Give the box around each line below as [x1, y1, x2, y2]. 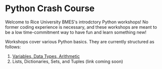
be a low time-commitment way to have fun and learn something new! [5, 29, 147, 35]
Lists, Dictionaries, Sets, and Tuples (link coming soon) [12, 58, 124, 64]
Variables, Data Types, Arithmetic [12, 53, 80, 59]
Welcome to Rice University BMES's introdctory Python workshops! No [5, 19, 149, 25]
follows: [5, 44, 21, 50]
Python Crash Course [5, 3, 95, 14]
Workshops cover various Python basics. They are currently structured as [5, 38, 155, 44]
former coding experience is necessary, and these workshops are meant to [5, 24, 157, 30]
